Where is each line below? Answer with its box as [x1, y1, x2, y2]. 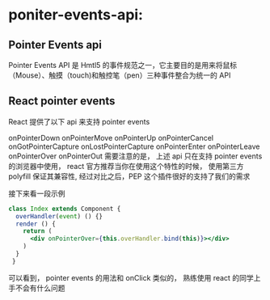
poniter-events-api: [8, 6, 144, 24]
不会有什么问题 [15, 283, 65, 293]
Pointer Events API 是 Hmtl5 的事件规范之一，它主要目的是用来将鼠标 [8, 61, 238, 70]
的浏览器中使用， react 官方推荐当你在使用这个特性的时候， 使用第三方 [8, 161, 244, 171]
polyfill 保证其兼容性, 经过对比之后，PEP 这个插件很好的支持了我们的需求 [8, 171, 251, 181]
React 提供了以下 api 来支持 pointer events [8, 116, 150, 126]
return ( [23, 227, 53, 235]
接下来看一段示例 [8, 188, 65, 198]
